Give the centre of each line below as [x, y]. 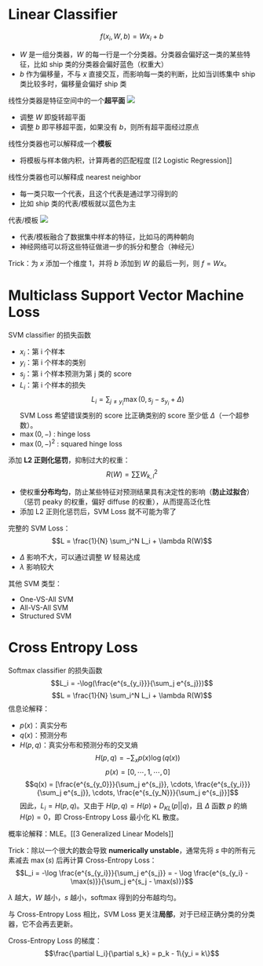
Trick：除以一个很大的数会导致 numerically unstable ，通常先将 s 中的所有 [128, 850]
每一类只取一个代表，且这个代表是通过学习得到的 [99, 193]
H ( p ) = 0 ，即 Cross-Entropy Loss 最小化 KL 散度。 [101, 817]
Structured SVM [46, 616]
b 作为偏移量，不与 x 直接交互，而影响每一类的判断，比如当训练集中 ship [137, 74]
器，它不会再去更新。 [42, 924]
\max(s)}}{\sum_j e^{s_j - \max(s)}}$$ [132, 881]
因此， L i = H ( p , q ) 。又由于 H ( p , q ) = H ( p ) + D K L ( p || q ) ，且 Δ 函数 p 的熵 [133, 806]
